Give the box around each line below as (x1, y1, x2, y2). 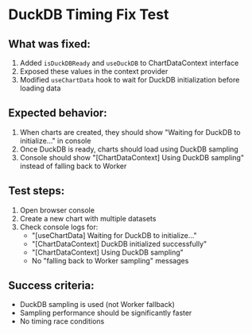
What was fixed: (8, 37, 91, 51)
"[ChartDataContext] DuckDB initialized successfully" (31, 239, 207, 248)
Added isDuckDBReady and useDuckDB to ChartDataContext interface (19, 58, 239, 67)
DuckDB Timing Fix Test (8, 6, 169, 24)
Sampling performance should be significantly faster (19, 308, 192, 318)
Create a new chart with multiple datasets (19, 213, 157, 223)
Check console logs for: (19, 222, 99, 232)
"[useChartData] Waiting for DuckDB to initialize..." (31, 230, 197, 240)
